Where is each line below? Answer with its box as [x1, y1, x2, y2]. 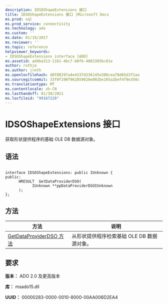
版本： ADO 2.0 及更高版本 [5, 273, 60, 279]
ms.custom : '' [5, 30, 35, 35]
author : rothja [5, 63, 37, 68]
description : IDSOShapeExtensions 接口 [5, 7, 87, 12]
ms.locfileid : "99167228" [5, 95, 59, 100]
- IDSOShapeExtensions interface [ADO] [5, 53, 88, 59]
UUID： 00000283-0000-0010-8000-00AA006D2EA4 [5, 294, 118, 300]
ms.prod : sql [5, 16, 32, 21]
